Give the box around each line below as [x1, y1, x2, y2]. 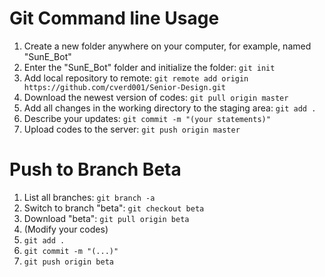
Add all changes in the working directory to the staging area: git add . [23, 102, 317, 114]
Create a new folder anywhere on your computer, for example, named [23, 40, 312, 52]
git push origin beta [23, 257, 114, 267]
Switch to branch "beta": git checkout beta [23, 202, 205, 214]
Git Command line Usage [9, 7, 220, 30]
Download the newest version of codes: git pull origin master [23, 91, 289, 103]
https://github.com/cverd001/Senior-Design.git [23, 82, 226, 92]
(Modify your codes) [23, 223, 109, 235]
